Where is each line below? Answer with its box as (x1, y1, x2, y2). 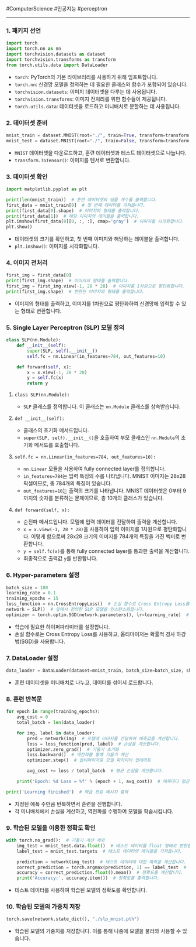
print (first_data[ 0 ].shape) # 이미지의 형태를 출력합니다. (6, 207, 141, 214)
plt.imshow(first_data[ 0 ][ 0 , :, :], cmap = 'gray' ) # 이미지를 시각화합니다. (6, 218, 185, 224)
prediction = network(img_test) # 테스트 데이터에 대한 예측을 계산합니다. (16, 859, 187, 865)
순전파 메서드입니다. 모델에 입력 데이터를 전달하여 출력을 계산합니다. (23, 518, 178, 525)
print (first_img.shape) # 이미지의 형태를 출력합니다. (6, 278, 130, 284)
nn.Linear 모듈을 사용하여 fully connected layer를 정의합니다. (23, 465, 166, 473)
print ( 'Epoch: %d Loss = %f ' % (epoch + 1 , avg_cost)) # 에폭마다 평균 (16, 778, 190, 784)
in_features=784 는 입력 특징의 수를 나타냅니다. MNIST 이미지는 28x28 (23, 473, 186, 480)
